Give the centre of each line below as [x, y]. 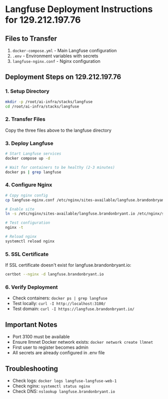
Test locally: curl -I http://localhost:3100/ [59, 304]
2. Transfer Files [25, 119]
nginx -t [14, 228]
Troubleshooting [32, 369]
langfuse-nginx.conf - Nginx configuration [56, 61]
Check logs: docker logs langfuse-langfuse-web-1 [64, 380]
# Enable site [20, 209]
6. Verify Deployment [32, 287]
